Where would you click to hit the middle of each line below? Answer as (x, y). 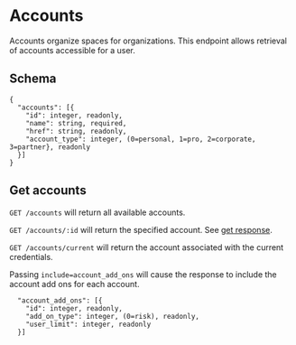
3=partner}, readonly (50, 147)
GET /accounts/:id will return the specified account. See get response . (141, 229)
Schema (33, 79)
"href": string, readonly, (76, 131)
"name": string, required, (76, 123)
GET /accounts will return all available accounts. (97, 212)
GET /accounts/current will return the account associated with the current (147, 247)
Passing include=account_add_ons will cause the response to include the (143, 274)
